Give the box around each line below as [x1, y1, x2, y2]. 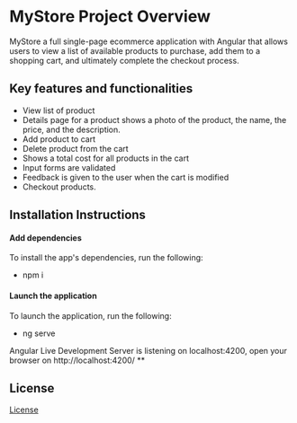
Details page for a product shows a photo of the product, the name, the [22, 114, 287, 125]
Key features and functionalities [9, 81, 193, 96]
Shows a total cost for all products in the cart [22, 153, 189, 163]
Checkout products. [22, 181, 96, 192]
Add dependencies [9, 232, 83, 243]
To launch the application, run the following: [9, 310, 173, 321]
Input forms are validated [22, 162, 116, 172]
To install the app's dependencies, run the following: [9, 252, 204, 263]
